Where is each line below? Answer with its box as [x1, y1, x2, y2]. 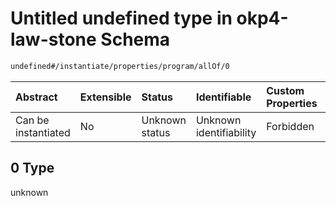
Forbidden [266, 119, 315, 133]
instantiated [15, 125, 71, 139]
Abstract [15, 90, 58, 104]
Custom [266, 83, 305, 97]
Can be [15, 113, 50, 127]
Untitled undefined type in [10, 7, 233, 30]
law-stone [10, 28, 97, 51]
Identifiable [195, 90, 252, 104]
